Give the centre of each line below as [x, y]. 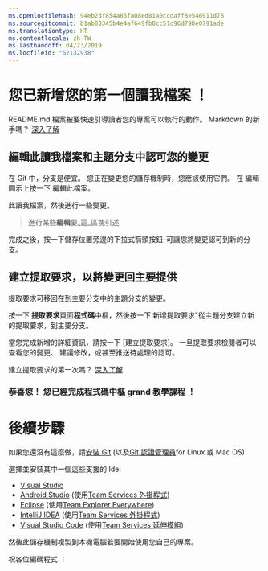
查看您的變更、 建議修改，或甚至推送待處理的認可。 [93, 352]
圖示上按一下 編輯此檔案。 [51, 188]
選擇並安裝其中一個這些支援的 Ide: [65, 469]
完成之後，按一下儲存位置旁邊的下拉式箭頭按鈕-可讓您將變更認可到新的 [126, 239]
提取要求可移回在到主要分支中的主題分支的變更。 [89, 298]
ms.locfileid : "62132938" [51, 53]
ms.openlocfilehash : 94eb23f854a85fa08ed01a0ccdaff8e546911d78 [116, 16]
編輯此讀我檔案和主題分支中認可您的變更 [108, 157]
